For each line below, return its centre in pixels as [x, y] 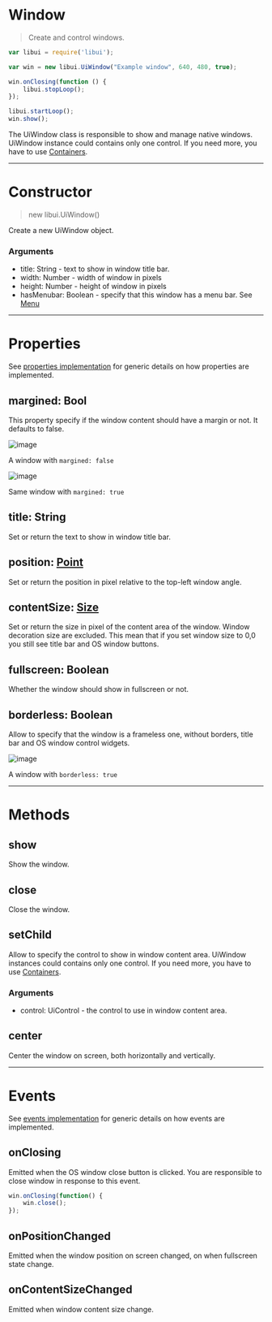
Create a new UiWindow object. [61, 230]
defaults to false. [36, 429]
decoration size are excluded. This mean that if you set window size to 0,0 [132, 636]
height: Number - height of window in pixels [93, 287]
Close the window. [39, 909]
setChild [30, 935]
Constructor [51, 192]
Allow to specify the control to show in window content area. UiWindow [127, 954]
